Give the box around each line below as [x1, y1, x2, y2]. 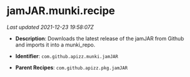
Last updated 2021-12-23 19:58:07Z [6, 24, 94, 31]
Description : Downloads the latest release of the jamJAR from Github [15, 35, 185, 42]
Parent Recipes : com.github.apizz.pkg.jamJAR [15, 63, 128, 71]
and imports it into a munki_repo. [15, 41, 96, 48]
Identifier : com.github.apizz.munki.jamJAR [15, 52, 119, 59]
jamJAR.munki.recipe [6, 4, 116, 18]
